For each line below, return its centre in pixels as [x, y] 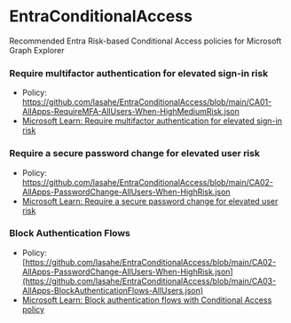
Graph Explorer [37, 50]
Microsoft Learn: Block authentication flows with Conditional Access [147, 300]
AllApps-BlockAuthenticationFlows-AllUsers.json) [113, 290]
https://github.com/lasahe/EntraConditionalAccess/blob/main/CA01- [147, 102]
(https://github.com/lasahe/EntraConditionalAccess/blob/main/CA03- [149, 280]
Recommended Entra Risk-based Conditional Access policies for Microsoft [145, 41]
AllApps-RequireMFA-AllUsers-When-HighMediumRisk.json [130, 112]
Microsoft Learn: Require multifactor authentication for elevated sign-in [152, 121]
